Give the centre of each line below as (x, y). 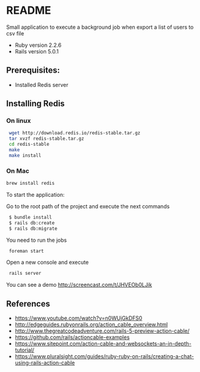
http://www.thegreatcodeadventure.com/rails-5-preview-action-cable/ (102, 331)
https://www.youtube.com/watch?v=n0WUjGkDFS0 (78, 318)
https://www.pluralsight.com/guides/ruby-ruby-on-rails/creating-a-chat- (104, 356)
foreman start (26, 251)
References (28, 304)
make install (25, 155)
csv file (15, 33)
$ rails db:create (32, 223)
